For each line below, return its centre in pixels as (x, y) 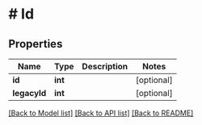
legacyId (29, 93)
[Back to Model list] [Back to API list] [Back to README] (101, 113)
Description (105, 67)
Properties (36, 44)
